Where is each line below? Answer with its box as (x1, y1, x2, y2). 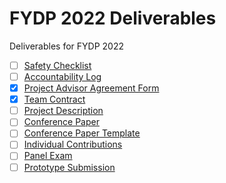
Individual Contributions (23, 138, 123, 151)
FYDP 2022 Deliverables (9, 7, 217, 30)
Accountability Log (23, 71, 102, 82)
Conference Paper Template (23, 127, 141, 139)
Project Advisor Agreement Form (23, 82, 160, 94)
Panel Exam (23, 150, 73, 162)
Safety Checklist (23, 59, 92, 71)
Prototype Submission (23, 161, 116, 173)
